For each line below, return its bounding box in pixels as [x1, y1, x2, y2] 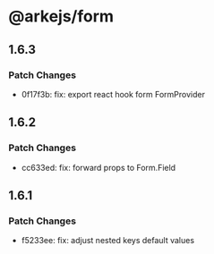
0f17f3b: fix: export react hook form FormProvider [21, 89, 205, 99]
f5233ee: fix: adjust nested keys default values [21, 235, 194, 246]
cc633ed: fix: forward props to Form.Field [21, 162, 176, 173]
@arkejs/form [8, 6, 114, 27]
